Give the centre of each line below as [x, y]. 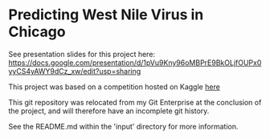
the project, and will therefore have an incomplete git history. [109, 111]
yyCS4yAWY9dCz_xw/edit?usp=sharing [75, 71]
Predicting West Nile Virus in [106, 15]
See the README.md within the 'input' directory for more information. [123, 126]
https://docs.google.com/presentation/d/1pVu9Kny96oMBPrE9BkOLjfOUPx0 [135, 63]
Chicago [37, 32]
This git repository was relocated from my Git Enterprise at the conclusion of [135, 102]
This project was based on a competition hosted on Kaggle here [115, 87]
